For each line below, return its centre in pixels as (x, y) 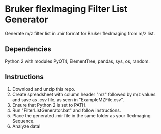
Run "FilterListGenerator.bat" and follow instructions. (67, 110)
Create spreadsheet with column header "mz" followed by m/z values (84, 94)
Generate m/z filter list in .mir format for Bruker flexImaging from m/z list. (80, 33)
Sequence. (23, 121)
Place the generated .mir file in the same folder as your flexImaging (81, 115)
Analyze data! (26, 126)
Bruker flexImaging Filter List (66, 9)
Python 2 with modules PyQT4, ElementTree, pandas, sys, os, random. (77, 61)
